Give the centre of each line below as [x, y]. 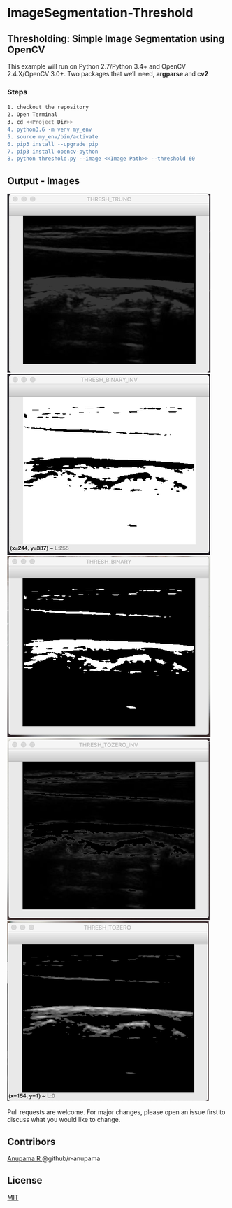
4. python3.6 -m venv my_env [50, 129]
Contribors [31, 1142]
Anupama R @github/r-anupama [54, 1158]
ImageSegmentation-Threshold [100, 13]
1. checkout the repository [48, 107]
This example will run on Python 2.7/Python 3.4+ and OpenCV [97, 66]
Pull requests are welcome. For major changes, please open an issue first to [116, 1112]
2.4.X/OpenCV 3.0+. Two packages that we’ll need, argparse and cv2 [108, 74]
